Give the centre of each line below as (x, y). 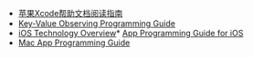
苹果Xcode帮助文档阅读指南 (70, 13)
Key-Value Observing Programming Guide (97, 24)
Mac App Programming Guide (74, 43)
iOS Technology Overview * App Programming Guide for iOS (131, 33)
